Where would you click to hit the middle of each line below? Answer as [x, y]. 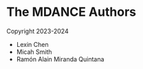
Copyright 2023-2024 [38, 31]
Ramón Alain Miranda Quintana [60, 59]
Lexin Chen [32, 44]
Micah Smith [34, 52]
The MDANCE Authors [71, 12]
